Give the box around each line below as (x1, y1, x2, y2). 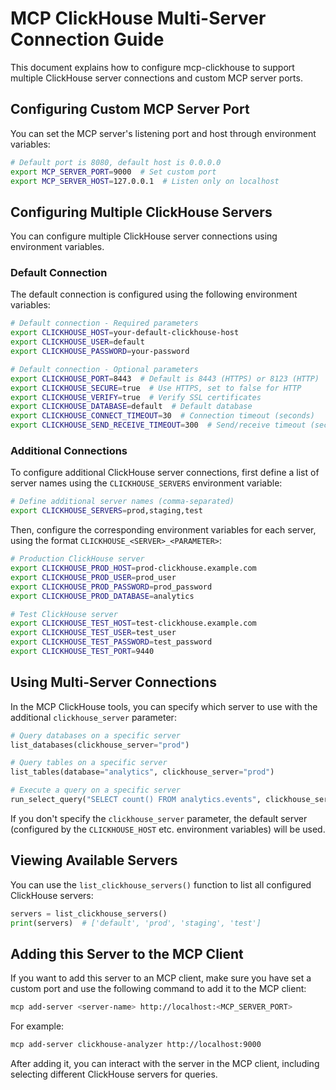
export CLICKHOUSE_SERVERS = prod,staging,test (10, 506, 203, 516)
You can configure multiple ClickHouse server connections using (10, 230, 278, 242)
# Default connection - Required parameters (10, 318, 199, 329)
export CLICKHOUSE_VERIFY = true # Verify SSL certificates (10, 392, 262, 402)
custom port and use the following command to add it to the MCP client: (10, 983, 307, 995)
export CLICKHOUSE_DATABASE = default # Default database (10, 402, 253, 412)
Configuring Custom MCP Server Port (10, 101, 250, 118)
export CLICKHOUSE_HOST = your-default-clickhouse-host (10, 328, 240, 338)
